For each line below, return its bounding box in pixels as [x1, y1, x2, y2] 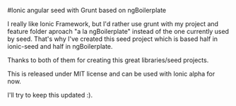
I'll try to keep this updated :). [7, 91, 93, 99]
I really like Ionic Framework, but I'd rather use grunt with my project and [7, 20, 219, 28]
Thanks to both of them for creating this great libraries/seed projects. [7, 56, 209, 64]
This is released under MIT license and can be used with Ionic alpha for [7, 70, 216, 78]
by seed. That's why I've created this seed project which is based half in [7, 35, 218, 43]
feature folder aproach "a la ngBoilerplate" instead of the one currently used [7, 28, 230, 35]
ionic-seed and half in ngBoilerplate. [7, 42, 113, 50]
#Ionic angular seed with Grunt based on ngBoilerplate [7, 6, 167, 14]
